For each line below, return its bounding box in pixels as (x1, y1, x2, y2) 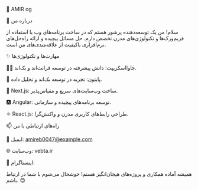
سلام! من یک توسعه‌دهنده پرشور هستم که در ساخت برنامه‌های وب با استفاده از (6, 28, 178, 35)
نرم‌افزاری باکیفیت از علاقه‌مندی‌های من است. (6, 41, 106, 48)
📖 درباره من (6, 17, 33, 24)
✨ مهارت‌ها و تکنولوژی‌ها (6, 53, 60, 59)
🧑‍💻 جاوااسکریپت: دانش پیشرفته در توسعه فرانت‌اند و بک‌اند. (6, 64, 137, 71)
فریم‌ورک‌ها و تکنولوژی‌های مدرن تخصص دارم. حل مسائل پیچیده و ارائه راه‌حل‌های (6, 35, 184, 41)
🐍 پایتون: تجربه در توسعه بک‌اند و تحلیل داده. (6, 76, 102, 83)
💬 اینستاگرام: (6, 159, 35, 166)
